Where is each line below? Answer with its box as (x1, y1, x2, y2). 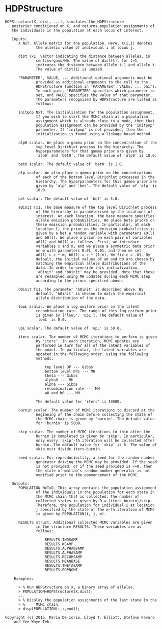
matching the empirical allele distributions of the (36, 261, 146, 266)
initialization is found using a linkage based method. (36, 131, 153, 136)
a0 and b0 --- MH (44, 390, 80, 395)
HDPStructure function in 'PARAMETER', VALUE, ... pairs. (36, 84, 157, 89)
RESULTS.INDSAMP (44, 537, 78, 542)
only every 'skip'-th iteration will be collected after (36, 438, 155, 443)
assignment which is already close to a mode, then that (36, 118, 155, 123)
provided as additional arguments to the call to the (36, 79, 148, 84)
